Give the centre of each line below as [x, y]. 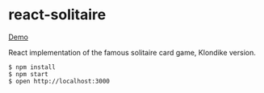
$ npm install [32, 67]
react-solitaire [57, 15]
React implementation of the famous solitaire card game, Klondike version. [132, 52]
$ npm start [28, 74]
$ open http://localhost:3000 [59, 81]
